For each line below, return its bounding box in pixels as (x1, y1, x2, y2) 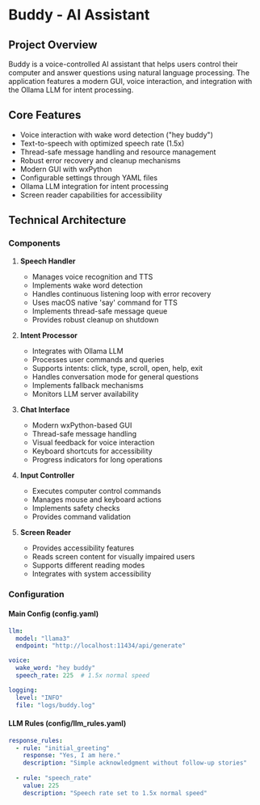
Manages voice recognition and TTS (31, 272, 153, 281)
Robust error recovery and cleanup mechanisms (19, 155, 181, 165)
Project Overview (8, 38, 98, 52)
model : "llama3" (15, 634, 70, 643)
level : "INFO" (15, 693, 63, 702)
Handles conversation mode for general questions (31, 372, 199, 381)
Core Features (8, 108, 82, 122)
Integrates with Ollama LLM (31, 346, 124, 356)
